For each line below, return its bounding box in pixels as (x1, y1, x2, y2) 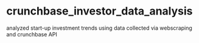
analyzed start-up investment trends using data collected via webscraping (6, 24, 193, 31)
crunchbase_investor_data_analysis (6, 4, 193, 18)
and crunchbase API (6, 30, 58, 38)
